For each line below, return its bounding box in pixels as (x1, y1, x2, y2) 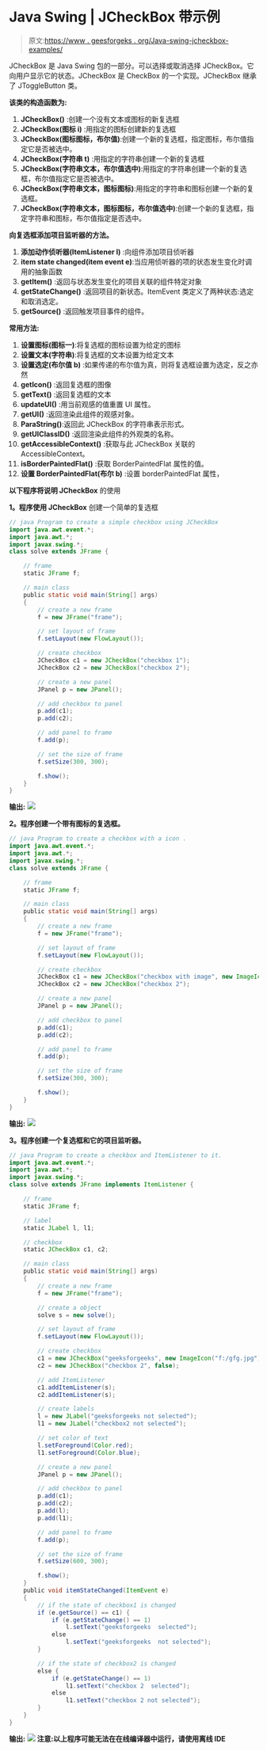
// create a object (37, 1304, 102, 1311)
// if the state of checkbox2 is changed (37, 1659, 177, 1668)
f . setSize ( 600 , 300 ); (37, 1558, 109, 1566)
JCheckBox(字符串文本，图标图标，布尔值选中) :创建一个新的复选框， (20, 204, 248, 213)
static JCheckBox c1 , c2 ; (23, 1246, 109, 1254)
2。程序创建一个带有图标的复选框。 (9, 819, 125, 828)
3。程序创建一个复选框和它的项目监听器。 (9, 1135, 146, 1145)
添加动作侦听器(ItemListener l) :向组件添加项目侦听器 (20, 247, 195, 257)
